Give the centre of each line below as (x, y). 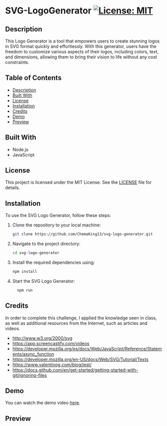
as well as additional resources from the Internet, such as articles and (76, 323)
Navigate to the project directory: (46, 244)
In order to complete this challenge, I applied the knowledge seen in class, (81, 318)
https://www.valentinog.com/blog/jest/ (52, 365)
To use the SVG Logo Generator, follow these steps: (58, 215)
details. (13, 188)
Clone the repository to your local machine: (56, 225)
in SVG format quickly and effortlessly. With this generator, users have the (81, 46)
